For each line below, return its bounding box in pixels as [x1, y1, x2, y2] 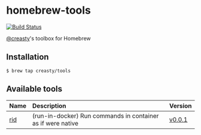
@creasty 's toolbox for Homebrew [6, 34, 91, 42]
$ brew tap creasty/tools [6, 68, 71, 74]
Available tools [6, 84, 63, 94]
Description [32, 102, 67, 110]
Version [169, 102, 192, 110]
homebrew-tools [6, 4, 91, 17]
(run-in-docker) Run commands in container [32, 111, 159, 120]
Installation [6, 52, 49, 62]
